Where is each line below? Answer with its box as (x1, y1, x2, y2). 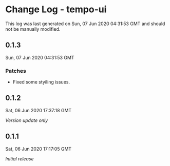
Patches (5, 67, 27, 74)
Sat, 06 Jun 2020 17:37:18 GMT (5, 107, 72, 113)
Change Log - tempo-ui (5, 4, 107, 15)
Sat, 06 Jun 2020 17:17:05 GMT (5, 146, 72, 152)
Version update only (5, 117, 48, 123)
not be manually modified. (5, 26, 61, 32)
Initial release (5, 155, 34, 162)
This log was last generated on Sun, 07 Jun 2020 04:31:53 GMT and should (5, 20, 165, 27)
